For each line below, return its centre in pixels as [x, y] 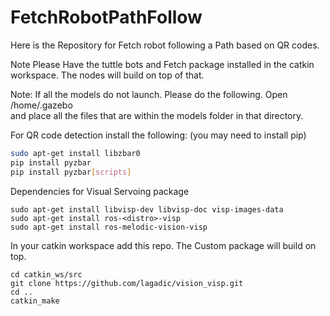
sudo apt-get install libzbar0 [75, 153]
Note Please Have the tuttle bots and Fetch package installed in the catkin [162, 64]
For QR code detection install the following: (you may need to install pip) [158, 135]
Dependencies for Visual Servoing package [100, 191]
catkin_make [35, 301]
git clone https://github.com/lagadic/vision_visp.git [127, 283]
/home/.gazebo [41, 105]
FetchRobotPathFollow [106, 17]
